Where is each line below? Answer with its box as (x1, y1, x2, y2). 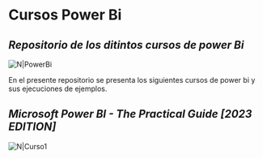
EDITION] (8, 120, 57, 134)
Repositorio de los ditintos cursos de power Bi (8, 38, 244, 52)
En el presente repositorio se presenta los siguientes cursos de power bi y (8, 75, 256, 84)
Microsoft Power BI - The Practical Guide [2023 (8, 107, 252, 121)
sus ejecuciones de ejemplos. (8, 84, 108, 93)
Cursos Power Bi (8, 6, 122, 24)
